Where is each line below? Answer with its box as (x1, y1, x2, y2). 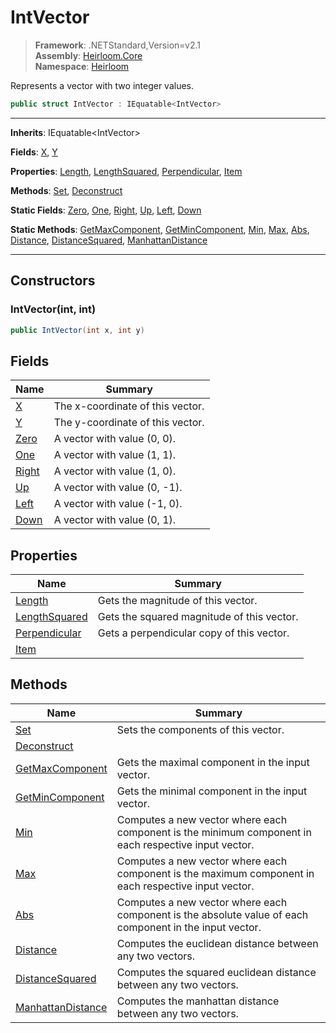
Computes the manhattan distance (116, 994, 280, 1008)
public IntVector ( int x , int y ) (10, 325, 145, 335)
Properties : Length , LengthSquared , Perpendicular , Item (10, 165, 243, 177)
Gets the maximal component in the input (116, 755, 310, 769)
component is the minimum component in (116, 825, 312, 839)
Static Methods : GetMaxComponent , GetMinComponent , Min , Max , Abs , (10, 223, 310, 235)
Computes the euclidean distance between (116, 936, 319, 950)
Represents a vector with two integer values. (10, 79, 195, 91)
